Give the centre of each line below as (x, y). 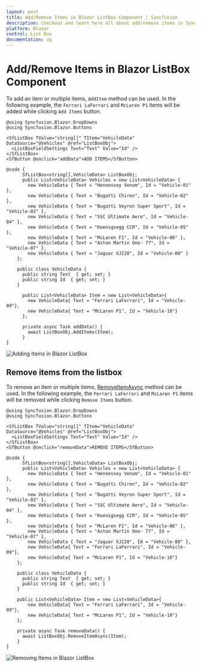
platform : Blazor (28, 28)
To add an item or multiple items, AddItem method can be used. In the (91, 98)
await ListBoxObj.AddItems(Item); (71, 332)
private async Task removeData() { (61, 631)
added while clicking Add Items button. (54, 111)
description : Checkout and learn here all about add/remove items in (95, 23)
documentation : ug (29, 40)
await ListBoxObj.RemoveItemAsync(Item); (74, 636)
